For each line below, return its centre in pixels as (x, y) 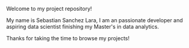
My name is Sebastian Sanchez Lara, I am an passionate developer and (95, 20)
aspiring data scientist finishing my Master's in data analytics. (83, 27)
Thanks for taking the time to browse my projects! (68, 38)
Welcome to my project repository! (49, 9)
